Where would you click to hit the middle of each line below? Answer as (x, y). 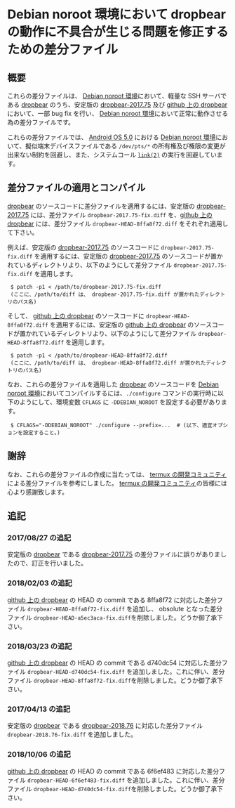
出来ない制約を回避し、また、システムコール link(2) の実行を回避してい (112, 155)
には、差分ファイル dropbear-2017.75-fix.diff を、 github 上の (121, 214)
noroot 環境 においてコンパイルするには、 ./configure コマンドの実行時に (113, 393)
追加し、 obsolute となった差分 (177, 608)
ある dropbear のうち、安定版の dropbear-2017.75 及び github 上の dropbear (117, 105)
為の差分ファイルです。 (41, 122)
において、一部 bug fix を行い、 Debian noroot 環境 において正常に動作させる (118, 113)
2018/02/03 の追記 (40, 583)
